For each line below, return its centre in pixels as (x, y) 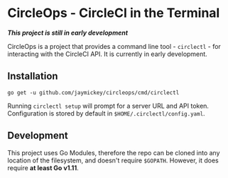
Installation (33, 76)
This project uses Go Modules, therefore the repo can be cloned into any (114, 152)
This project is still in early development (68, 33)
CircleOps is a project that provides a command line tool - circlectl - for (114, 46)
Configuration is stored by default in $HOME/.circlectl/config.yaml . (106, 113)
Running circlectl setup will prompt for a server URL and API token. (108, 106)
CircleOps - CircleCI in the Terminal (114, 13)
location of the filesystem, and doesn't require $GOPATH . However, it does (113, 160)
